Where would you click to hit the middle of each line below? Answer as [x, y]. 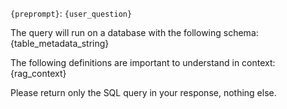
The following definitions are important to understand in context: [143, 62]
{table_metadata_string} [60, 43]
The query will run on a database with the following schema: [134, 32]
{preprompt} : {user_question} [71, 13]
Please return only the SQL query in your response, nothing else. [143, 92]
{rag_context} [38, 73]
